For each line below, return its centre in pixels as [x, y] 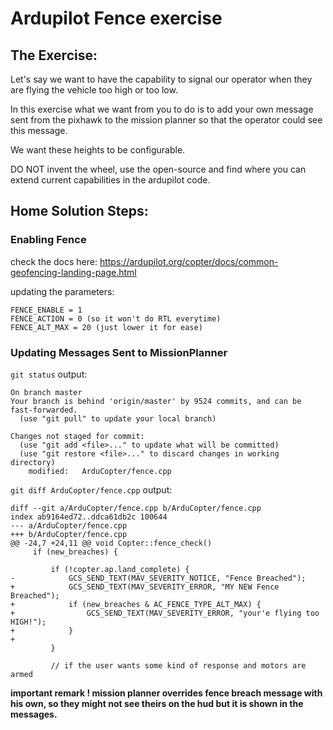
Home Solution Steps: [79, 211]
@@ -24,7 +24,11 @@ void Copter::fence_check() [111, 543]
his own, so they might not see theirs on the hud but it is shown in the [157, 703]
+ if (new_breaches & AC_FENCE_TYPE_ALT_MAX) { [136, 604]
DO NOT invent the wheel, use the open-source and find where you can [158, 169]
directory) [33, 462]
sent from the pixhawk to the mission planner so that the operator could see [166, 120]
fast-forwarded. [44, 410]
